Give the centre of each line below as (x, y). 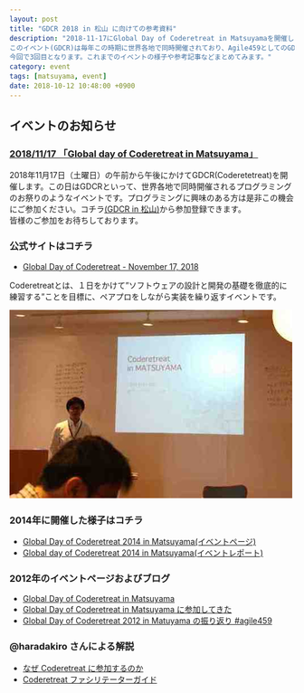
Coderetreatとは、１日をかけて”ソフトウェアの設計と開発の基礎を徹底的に (148, 285)
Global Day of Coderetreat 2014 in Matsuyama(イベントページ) (139, 542)
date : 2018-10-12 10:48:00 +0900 (72, 86)
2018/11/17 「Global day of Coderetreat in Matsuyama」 (134, 154)
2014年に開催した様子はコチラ (76, 520)
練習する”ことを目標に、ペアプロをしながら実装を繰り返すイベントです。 (146, 296)
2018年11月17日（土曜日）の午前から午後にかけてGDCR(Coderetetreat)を (145, 176)
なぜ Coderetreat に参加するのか (83, 668)
